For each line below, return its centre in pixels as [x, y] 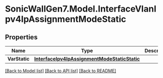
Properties [21, 37]
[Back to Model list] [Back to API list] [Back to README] [61, 71]
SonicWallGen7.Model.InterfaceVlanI [81, 9]
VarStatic [19, 59]
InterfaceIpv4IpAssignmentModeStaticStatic [87, 59]
